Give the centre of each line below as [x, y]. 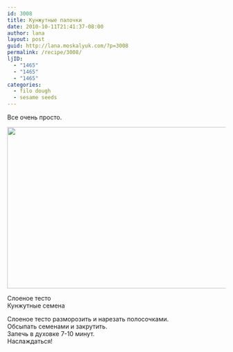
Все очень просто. [35, 117]
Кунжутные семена [36, 305]
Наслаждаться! [30, 341]
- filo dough [32, 91]
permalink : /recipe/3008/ [44, 53]
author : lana [26, 33]
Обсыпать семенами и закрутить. [57, 326]
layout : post [26, 40]
